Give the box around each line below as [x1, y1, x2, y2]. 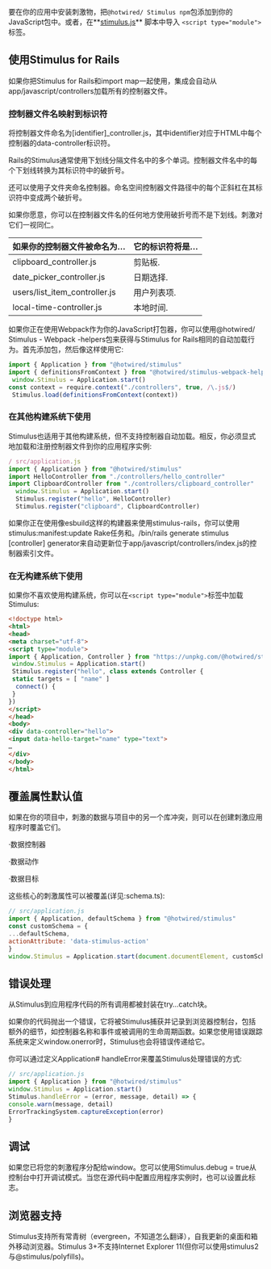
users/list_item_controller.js [12, 287, 116, 298]
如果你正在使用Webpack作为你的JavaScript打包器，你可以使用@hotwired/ [8, 325, 256, 334]
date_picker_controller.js [12, 271, 106, 283]
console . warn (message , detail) [8, 1100, 114, 1108]
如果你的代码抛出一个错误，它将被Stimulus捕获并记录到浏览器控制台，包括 [8, 1016, 256, 1027]
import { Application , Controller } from [8, 652, 150, 660]
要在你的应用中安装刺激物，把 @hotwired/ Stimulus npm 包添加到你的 [8, 7, 233, 16]
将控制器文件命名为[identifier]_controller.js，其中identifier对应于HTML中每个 [8, 128, 262, 138]
